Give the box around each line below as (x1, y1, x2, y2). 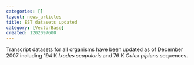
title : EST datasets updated (6, 19, 78, 25)
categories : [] (6, 8, 44, 15)
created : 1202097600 (6, 30, 57, 36)
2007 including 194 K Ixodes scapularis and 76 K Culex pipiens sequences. (6, 52, 188, 59)
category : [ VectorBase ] (6, 24, 65, 31)
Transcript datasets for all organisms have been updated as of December (6, 46, 183, 53)
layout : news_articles (6, 14, 62, 20)
